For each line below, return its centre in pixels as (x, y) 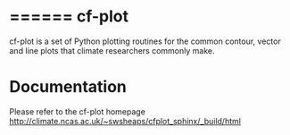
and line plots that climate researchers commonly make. (112, 50)
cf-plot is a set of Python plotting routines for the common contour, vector (145, 41)
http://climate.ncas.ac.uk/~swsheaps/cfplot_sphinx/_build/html (125, 121)
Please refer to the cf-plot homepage (77, 111)
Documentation (68, 87)
